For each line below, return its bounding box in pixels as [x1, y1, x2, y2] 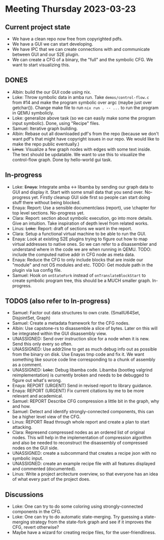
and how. [12, 403, 31, 409]
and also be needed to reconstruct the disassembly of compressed [12, 440, 148, 446]
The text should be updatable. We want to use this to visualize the [12, 151, 145, 157]
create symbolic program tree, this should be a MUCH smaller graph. [12, 278, 151, 283]
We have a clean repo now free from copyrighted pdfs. [12, 36, 123, 42]
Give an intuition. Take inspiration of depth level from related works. [12, 220, 149, 226]
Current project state [5, 23, 70, 31]
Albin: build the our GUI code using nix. [12, 89, 92, 95]
